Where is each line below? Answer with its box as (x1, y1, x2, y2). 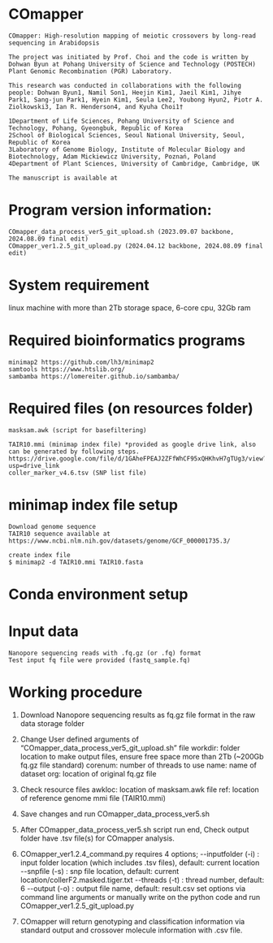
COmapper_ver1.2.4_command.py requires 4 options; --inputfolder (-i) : (19, 849, 260, 859)
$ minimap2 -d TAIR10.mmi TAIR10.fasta (8, 558, 144, 566)
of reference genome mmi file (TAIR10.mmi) (19, 793, 167, 802)
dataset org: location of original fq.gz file (19, 768, 157, 778)
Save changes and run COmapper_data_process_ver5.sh (19, 809, 210, 819)
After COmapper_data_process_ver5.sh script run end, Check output (19, 824, 249, 834)
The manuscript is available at (8, 174, 118, 182)
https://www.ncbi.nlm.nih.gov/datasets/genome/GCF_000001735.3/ (8, 537, 231, 545)
